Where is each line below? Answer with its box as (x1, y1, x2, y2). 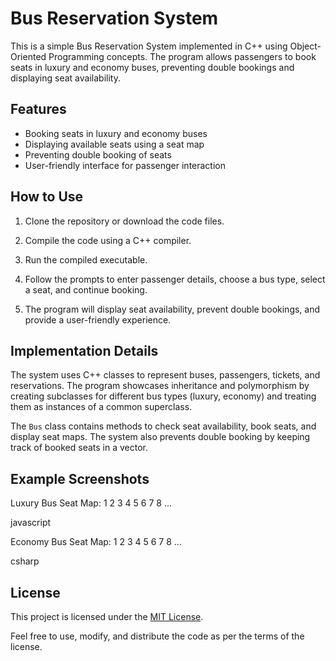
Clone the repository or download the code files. (24, 215, 225, 227)
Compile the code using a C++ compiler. (24, 234, 192, 246)
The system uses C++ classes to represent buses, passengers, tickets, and (10, 369, 321, 381)
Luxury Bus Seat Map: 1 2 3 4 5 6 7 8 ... (10, 497, 172, 509)
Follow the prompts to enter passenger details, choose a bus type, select (24, 273, 326, 285)
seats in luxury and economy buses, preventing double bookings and (10, 61, 295, 73)
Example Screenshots (10, 470, 150, 487)
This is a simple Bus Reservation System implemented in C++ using (10, 40, 288, 52)
